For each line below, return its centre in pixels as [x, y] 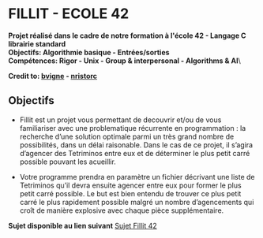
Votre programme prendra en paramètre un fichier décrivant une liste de [137, 177]
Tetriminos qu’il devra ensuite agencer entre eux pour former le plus [131, 185]
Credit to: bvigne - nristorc [53, 76]
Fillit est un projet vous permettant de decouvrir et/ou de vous [120, 120]
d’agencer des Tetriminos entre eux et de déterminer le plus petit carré [135, 153]
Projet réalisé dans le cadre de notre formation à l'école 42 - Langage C [127, 35]
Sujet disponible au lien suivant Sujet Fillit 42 [83, 225]
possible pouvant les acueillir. [68, 162]
